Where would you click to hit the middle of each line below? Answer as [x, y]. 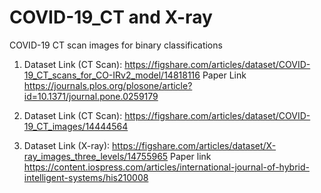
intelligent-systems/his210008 [86, 177]
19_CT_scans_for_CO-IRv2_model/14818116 [112, 75]
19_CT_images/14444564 [76, 126]
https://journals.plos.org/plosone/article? [108, 85]
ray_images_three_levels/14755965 [96, 156]
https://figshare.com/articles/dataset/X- [194, 145]
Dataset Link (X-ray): [67, 145]
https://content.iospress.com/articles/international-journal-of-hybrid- [166, 167]
